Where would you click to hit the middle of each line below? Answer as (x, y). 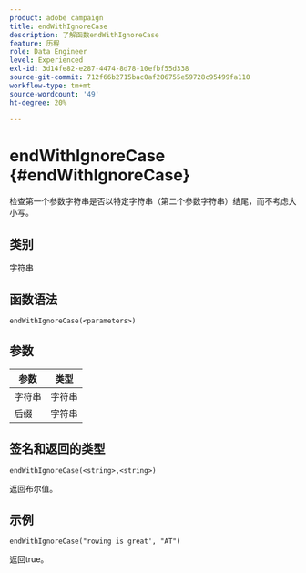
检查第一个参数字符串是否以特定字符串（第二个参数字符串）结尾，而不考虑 (149, 201)
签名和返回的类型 (57, 449)
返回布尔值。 (33, 488)
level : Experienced (46, 60)
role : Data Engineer (49, 52)
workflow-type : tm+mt (51, 86)
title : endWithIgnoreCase (58, 26)
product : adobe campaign (56, 18)
